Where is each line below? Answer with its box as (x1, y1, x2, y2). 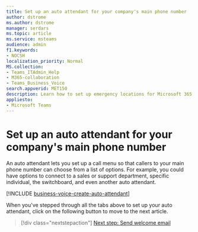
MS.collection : (6, 63, 44, 70)
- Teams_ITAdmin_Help (6, 69, 60, 75)
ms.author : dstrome (6, 20, 55, 25)
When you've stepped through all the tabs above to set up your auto (6, 202, 173, 209)
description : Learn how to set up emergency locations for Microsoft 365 (6, 91, 193, 97)
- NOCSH (6, 53, 25, 59)
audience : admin (6, 42, 46, 48)
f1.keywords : (6, 47, 39, 53)
